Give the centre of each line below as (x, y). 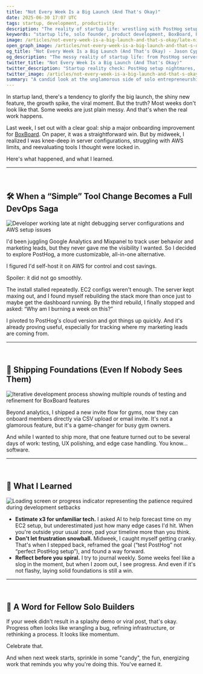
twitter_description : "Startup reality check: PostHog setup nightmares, (101, 68)
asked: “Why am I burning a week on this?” (60, 309)
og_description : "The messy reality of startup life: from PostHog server (102, 57)
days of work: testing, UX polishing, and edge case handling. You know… (97, 443)
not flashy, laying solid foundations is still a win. (74, 570)
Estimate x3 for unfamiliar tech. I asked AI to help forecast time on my (103, 519)
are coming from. (28, 333)
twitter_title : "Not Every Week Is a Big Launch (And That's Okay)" (94, 62)
